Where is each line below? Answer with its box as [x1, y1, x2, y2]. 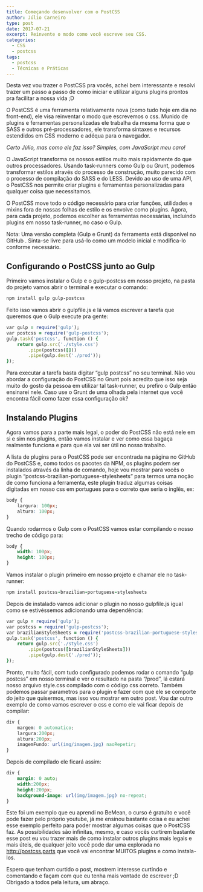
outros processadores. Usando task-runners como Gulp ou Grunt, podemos [6, 162, 195, 170]
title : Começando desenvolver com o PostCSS [6, 8, 120, 15]
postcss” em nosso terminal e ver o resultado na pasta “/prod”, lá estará [6, 675, 185, 682]
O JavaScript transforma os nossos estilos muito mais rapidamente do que [6, 156, 192, 163]
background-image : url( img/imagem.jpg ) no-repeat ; [17, 792, 147, 799]
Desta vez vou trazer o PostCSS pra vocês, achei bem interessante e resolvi [6, 82, 196, 89]
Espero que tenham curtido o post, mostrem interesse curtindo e [6, 866, 167, 873]
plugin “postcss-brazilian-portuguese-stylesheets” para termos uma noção [6, 473, 194, 479]
